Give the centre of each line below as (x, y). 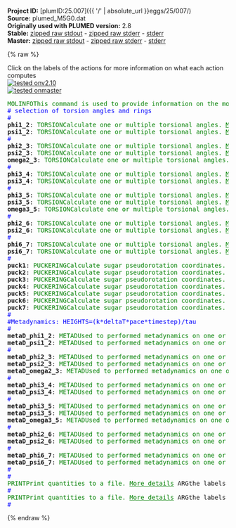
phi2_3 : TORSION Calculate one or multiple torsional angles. (115, 146)
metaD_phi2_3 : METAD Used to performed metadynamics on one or (117, 357)
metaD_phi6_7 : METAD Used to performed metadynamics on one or (117, 455)
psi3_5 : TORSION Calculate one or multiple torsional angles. (115, 202)
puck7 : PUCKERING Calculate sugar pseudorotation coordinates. (117, 308)
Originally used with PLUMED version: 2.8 (70, 26)
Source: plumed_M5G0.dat (47, 18)
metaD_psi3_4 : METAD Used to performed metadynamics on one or (117, 392)
